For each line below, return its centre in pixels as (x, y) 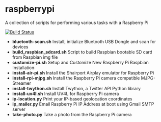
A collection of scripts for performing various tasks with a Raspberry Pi (77, 23)
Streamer (22, 83)
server (19, 109)
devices (20, 47)
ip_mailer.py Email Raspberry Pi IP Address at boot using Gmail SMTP (83, 104)
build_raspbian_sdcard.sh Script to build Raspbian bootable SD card (82, 52)
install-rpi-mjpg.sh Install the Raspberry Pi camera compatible (76, 78)
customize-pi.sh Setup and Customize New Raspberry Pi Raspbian (80, 62)
